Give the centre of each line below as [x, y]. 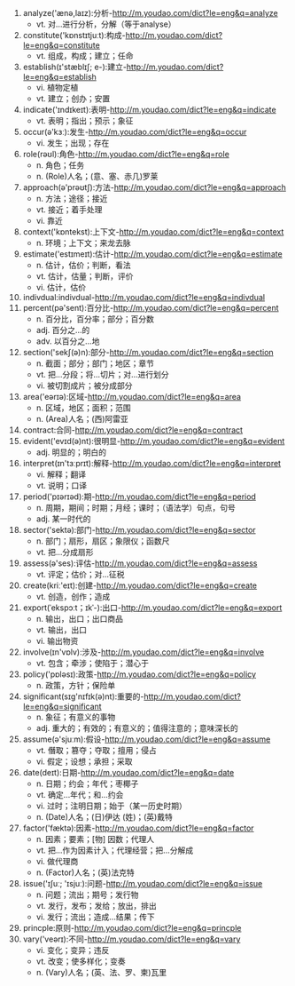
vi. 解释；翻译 [61, 474]
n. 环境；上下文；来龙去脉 [83, 243]
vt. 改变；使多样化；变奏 [81, 961]
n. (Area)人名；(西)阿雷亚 [82, 419]
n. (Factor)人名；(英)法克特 [85, 872]
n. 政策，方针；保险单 [76, 685]
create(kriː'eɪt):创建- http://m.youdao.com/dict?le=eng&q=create [140, 585]
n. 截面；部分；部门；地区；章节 [95, 363]
